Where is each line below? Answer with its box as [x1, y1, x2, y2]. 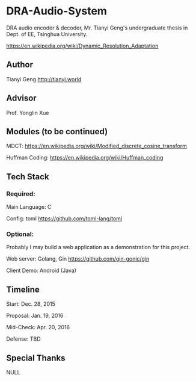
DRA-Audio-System [6, 4, 107, 18]
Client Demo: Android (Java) [6, 267, 77, 274]
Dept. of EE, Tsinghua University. [6, 30, 88, 37]
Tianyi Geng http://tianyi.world [6, 75, 82, 82]
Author [6, 60, 33, 70]
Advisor [6, 93, 37, 104]
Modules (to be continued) [6, 126, 108, 137]
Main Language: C [6, 203, 52, 211]
